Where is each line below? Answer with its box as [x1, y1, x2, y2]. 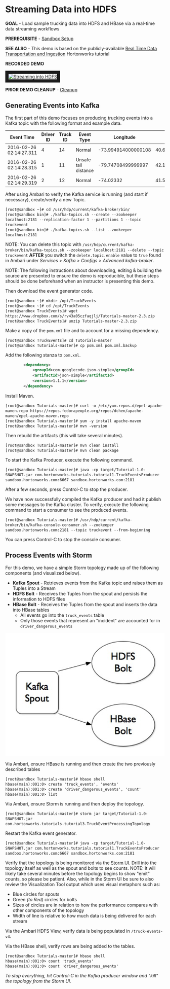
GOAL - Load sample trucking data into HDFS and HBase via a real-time [5, 20, 155, 26]
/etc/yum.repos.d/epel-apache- [98, 403, 164, 408]
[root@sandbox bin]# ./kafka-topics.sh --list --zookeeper [5, 227, 133, 232]
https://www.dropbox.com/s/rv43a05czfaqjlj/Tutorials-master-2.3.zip [5, 313, 155, 319]
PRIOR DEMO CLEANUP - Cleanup [5, 86, 77, 92]
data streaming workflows [5, 25, 60, 31]
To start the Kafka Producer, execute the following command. [5, 456, 133, 463]
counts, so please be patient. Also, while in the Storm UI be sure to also [5, 876, 154, 882]
